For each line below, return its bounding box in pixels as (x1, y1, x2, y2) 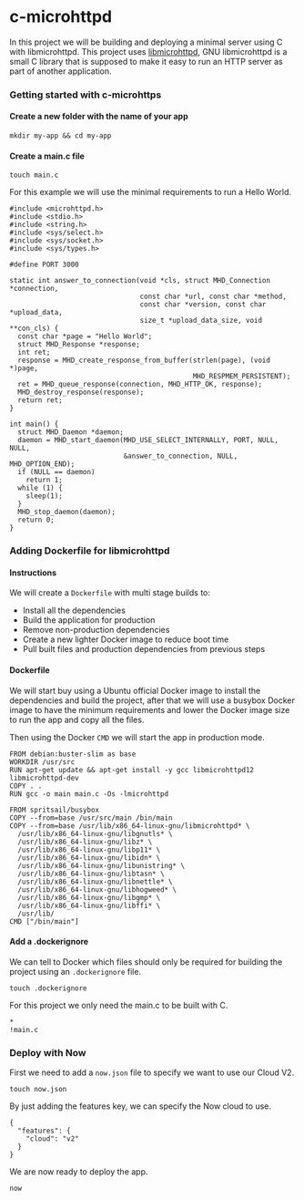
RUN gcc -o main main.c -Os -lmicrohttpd (9, 789, 169, 799)
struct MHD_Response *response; (17, 340, 141, 349)
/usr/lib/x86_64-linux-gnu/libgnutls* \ (17, 829, 173, 838)
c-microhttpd (9, 6, 113, 27)
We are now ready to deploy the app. (9, 1166, 148, 1177)
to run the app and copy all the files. (9, 714, 145, 725)
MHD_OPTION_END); (9, 460, 76, 469)
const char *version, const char (139, 300, 267, 309)
